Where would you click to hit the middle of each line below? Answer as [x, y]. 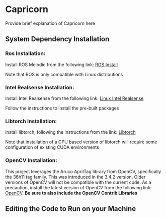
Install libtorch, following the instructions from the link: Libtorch [70, 132]
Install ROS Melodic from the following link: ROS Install [62, 65]
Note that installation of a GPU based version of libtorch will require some [81, 142]
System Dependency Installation [57, 39]
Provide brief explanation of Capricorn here [50, 23]
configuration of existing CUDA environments [52, 147]
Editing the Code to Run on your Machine [71, 209]
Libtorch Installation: [31, 121]
